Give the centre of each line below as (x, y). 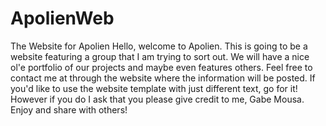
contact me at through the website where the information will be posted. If (163, 78)
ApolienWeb (62, 18)
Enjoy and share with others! (69, 109)
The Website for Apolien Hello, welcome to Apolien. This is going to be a (159, 46)
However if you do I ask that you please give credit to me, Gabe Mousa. (157, 99)
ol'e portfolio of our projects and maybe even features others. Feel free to (161, 67)
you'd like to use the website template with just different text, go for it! (154, 88)
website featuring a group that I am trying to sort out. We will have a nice (160, 56)
